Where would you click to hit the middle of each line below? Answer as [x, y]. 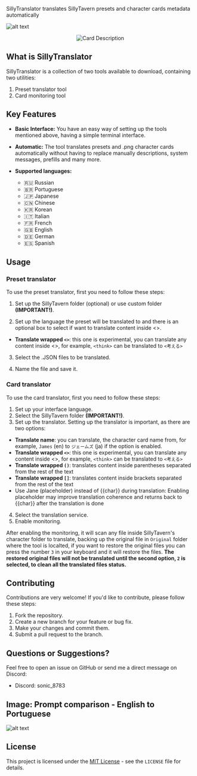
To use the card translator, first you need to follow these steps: [83, 397]
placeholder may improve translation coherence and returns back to [98, 497]
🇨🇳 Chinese [39, 203]
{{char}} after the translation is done [59, 503]
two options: [30, 428]
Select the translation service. [51, 515]
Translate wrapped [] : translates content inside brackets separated [98, 478]
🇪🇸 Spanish [39, 243]
